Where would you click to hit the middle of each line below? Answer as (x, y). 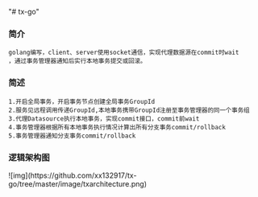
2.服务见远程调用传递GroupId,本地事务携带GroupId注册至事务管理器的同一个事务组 (129, 110)
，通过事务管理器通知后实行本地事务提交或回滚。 (77, 61)
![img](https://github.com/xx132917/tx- (73, 175)
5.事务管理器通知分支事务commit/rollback (72, 136)
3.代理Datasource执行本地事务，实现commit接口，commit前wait (104, 119)
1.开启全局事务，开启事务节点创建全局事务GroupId (82, 101)
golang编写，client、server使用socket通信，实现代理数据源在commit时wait (124, 53)
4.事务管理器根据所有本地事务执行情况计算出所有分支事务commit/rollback (117, 127)
